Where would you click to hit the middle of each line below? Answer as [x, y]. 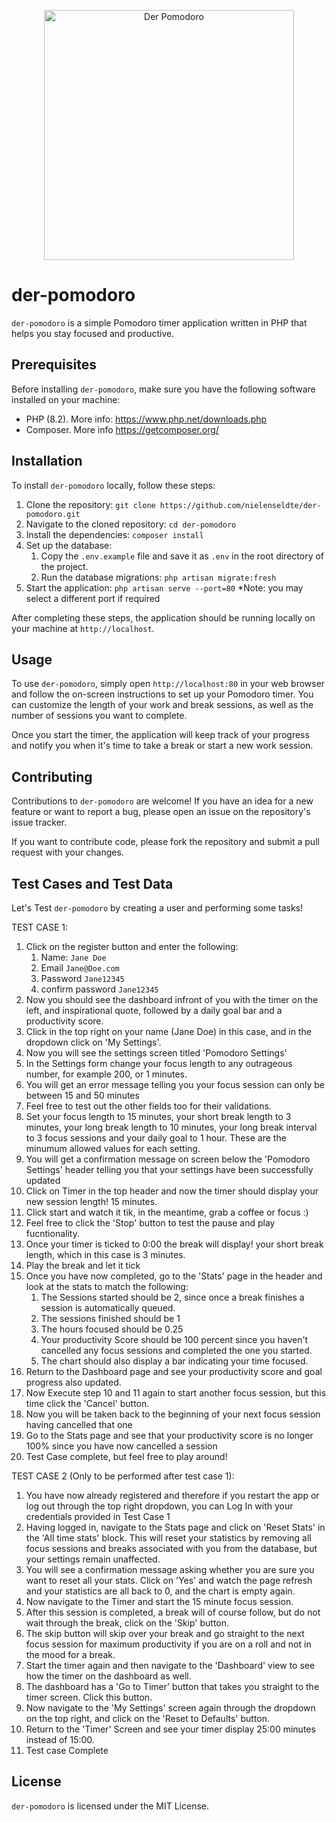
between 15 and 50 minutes [82, 1095]
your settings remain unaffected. [93, 1559]
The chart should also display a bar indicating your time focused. [174, 1361]
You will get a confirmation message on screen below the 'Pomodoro [168, 1159]
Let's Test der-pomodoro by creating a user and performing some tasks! [157, 908]
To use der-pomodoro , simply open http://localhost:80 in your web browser [168, 684]
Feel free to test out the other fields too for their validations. [148, 1106]
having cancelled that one [79, 1424]
